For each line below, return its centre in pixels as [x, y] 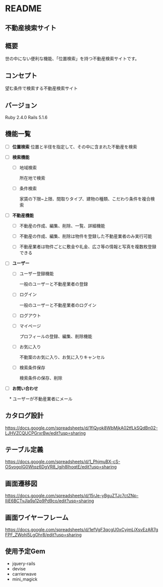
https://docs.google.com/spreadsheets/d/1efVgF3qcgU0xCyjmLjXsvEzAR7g [82, 530]
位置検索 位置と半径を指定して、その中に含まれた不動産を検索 [75, 147]
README [23, 9]
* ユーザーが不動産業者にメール [41, 399]
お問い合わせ [25, 388]
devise [19, 568]
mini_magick [25, 579]
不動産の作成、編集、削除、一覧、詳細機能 [62, 226]
